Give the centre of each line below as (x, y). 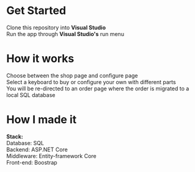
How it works (40, 59)
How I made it (42, 120)
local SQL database (31, 95)
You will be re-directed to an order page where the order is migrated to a (98, 88)
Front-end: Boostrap (32, 162)
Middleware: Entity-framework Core (51, 156)
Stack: (15, 136)
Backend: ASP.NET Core (37, 149)
